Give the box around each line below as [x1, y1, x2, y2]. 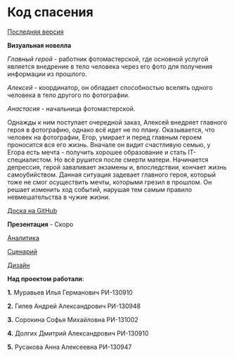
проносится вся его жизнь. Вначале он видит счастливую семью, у [7, 140, 211, 148]
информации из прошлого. [7, 70, 88, 78]
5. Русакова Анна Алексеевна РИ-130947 [7, 343, 132, 351]
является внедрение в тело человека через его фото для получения [7, 62, 213, 70]
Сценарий [7, 247, 37, 255]
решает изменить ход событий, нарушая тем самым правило [7, 185, 193, 193]
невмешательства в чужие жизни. [7, 193, 110, 201]
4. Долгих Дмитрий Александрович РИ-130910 [7, 328, 149, 338]
